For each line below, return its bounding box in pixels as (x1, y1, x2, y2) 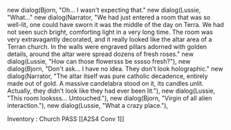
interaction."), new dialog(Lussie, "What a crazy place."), (7, 102, 168, 109)
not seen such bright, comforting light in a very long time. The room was (7, 28, 213, 36)
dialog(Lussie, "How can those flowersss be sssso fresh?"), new (7, 57, 191, 65)
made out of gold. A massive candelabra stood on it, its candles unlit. (7, 80, 204, 87)
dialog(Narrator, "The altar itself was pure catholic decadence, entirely (7, 72, 208, 80)
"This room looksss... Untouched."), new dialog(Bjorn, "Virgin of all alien (7, 94, 212, 102)
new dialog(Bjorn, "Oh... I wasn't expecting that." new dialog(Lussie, (7, 6, 201, 14)
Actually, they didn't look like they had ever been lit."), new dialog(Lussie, (7, 86, 216, 95)
